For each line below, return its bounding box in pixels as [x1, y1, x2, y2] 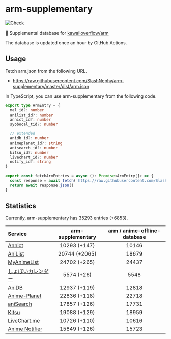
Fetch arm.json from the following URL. [5, 68, 88, 74]
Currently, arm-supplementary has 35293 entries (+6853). [5, 215, 128, 221]
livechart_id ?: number [10, 155, 58, 160]
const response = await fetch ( [10, 178, 76, 183]
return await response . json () [10, 183, 74, 188]
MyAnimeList [8, 259, 39, 266]
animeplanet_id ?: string [10, 140, 63, 146]
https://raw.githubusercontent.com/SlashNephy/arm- [12, 77, 124, 84]
